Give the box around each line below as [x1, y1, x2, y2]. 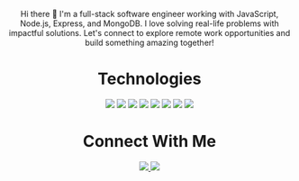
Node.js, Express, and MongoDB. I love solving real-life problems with [20, 18, 279, 29]
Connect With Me [82, 131, 217, 152]
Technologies [96, 68, 203, 89]
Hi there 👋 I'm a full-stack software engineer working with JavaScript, [20, 9, 279, 19]
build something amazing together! [85, 37, 214, 48]
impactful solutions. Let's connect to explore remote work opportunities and [8, 28, 291, 38]
